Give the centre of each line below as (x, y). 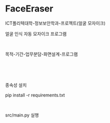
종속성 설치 (16, 85)
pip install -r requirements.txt (35, 95)
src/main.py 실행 (22, 115)
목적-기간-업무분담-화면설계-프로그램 (41, 54)
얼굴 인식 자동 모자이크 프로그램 (36, 33)
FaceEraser (29, 9)
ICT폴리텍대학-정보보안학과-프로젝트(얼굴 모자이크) (55, 23)
